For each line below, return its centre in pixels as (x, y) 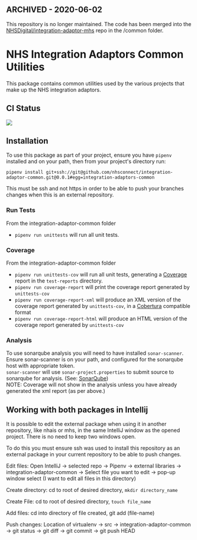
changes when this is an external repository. (60, 195)
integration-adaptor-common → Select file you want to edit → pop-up (91, 472)
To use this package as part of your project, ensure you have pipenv (89, 155)
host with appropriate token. (41, 366)
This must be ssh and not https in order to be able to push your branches (95, 189)
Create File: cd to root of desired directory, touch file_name (79, 501)
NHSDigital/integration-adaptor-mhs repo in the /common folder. (85, 30)
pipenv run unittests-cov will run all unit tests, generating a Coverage (101, 274)
